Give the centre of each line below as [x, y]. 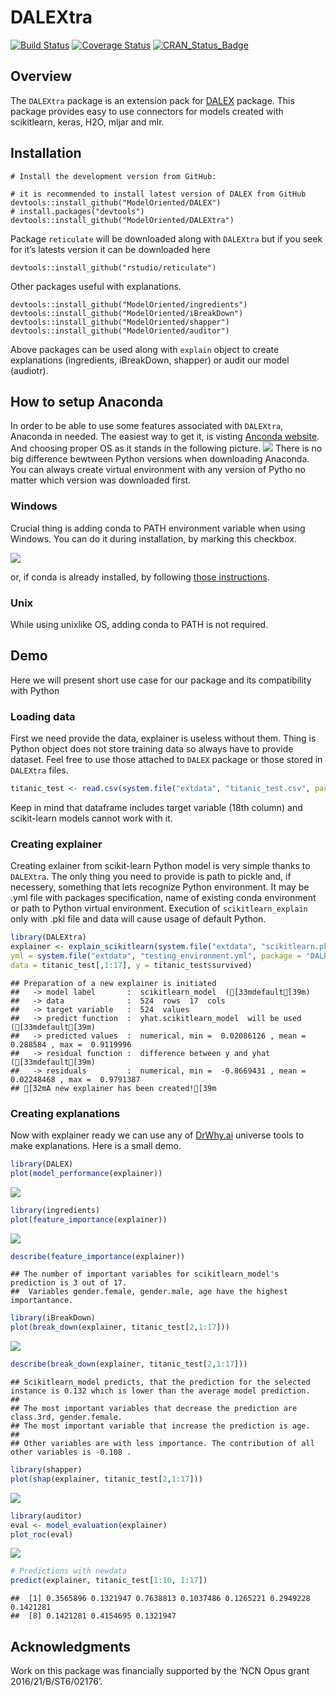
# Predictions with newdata [69, 1571]
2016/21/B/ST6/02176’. [56, 1681]
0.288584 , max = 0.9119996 [71, 1044]
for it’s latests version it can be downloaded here [110, 249]
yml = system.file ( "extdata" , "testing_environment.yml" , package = [156, 956]
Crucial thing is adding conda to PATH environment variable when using [158, 528]
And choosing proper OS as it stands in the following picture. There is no [166, 448]
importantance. [42, 1301]
